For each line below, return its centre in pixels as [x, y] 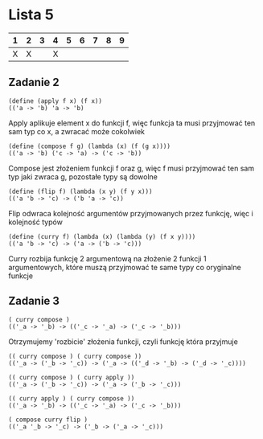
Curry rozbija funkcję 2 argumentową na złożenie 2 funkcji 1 [107, 258]
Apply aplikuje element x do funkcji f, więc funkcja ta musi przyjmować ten [132, 123]
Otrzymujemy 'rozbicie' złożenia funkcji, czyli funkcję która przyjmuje [123, 341]
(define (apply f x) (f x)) [55, 101]
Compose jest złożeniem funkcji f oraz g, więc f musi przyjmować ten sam [131, 168]
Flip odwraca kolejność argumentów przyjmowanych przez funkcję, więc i [131, 213]
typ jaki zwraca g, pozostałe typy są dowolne [83, 176]
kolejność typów [35, 222]
